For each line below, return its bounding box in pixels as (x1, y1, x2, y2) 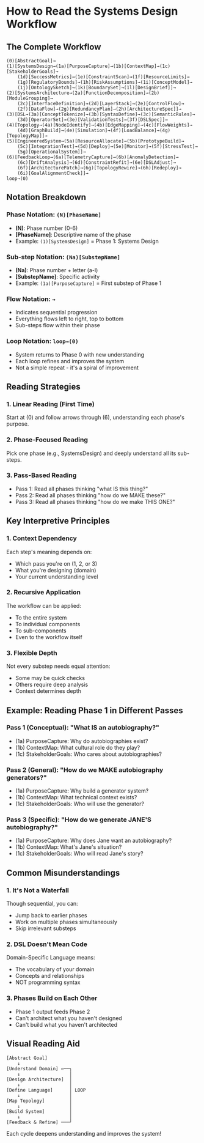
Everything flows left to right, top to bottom (15, 315, 124, 322)
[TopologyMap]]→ (6, 133, 48, 139)
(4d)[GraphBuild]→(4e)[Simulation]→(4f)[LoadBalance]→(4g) (17, 127, 171, 133)
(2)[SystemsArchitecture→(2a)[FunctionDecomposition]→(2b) (6, 90, 160, 96)
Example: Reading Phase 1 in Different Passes (6, 705, 183, 716)
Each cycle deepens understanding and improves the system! (6, 1130, 162, 1137)
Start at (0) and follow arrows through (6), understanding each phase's (6, 414, 185, 421)
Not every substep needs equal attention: (6, 662, 111, 670)
